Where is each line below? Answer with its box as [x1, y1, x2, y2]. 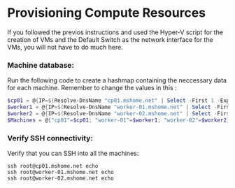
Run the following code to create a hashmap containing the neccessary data [7, 76, 227, 85]
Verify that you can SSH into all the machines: [7, 149, 139, 158]
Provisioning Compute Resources [7, 5, 206, 21]
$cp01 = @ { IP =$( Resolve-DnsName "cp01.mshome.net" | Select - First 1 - [7, 97, 220, 104]
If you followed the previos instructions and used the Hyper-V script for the [7, 28, 224, 36]
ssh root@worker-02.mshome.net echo [7, 175, 114, 182]
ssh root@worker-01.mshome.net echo [7, 169, 114, 176]
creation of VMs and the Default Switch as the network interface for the [7, 35, 213, 43]
